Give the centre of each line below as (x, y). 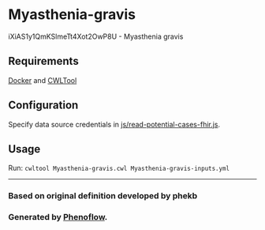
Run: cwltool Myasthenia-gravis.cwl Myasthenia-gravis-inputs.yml (119, 168)
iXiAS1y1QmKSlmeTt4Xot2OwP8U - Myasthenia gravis (96, 36)
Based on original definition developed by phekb (103, 196)
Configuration (43, 106)
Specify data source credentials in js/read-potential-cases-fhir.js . (114, 124)
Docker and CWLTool (43, 80)
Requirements (43, 61)
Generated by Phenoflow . (58, 217)
